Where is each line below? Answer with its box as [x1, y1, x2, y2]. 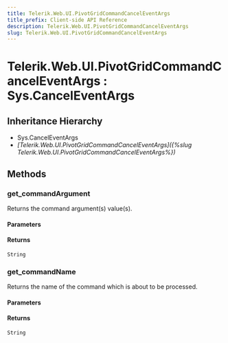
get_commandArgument [7, 188, 91, 198]
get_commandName [7, 267, 77, 276]
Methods [7, 168, 47, 179]
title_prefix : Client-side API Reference [7, 16, 128, 23]
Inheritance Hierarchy [7, 115, 103, 127]
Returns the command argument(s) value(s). [7, 204, 133, 212]
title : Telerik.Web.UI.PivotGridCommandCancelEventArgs [7, 10, 170, 17]
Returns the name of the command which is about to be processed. [7, 283, 198, 291]
